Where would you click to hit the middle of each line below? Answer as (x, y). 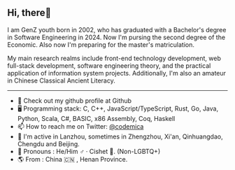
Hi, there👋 (29, 13)
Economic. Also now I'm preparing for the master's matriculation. (101, 44)
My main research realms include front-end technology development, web (114, 58)
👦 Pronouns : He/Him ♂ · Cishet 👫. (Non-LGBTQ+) (89, 151)
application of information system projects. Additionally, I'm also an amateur (116, 73)
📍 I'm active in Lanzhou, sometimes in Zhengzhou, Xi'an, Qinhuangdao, (120, 136)
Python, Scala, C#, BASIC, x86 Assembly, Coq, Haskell (96, 118)
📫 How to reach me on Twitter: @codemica (80, 126)
